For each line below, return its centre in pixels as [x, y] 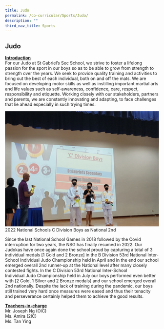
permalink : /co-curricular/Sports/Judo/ [47, 15]
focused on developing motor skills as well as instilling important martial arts [82, 84]
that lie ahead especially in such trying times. [51, 104]
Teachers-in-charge [26, 306]
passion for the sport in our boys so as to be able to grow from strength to [80, 68]
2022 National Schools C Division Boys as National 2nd [61, 230]
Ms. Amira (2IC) [21, 316]
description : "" [21, 20]
